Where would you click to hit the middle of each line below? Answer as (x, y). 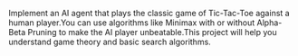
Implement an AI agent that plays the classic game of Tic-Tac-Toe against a (149, 13)
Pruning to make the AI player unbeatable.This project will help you (152, 32)
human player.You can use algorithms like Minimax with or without (132, 23)
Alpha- (269, 23)
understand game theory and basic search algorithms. (110, 42)
